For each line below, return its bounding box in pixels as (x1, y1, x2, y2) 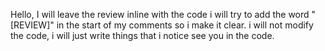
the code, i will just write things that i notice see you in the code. (10, 30, 275, 41)
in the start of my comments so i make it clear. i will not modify (56, 19, 314, 31)
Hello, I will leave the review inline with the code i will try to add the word (10, 9, 310, 20)
